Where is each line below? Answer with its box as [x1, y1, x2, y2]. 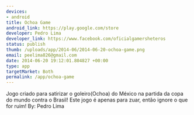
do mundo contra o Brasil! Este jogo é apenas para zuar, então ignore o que [6, 96, 188, 103]
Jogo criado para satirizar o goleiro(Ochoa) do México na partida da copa [6, 90, 184, 97]
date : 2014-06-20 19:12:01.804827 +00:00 [6, 58, 109, 63]
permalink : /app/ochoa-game [6, 74, 75, 80]
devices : [6, 8, 27, 15]
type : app [6, 63, 30, 69]
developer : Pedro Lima [6, 31, 61, 36]
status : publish [6, 42, 46, 48]
